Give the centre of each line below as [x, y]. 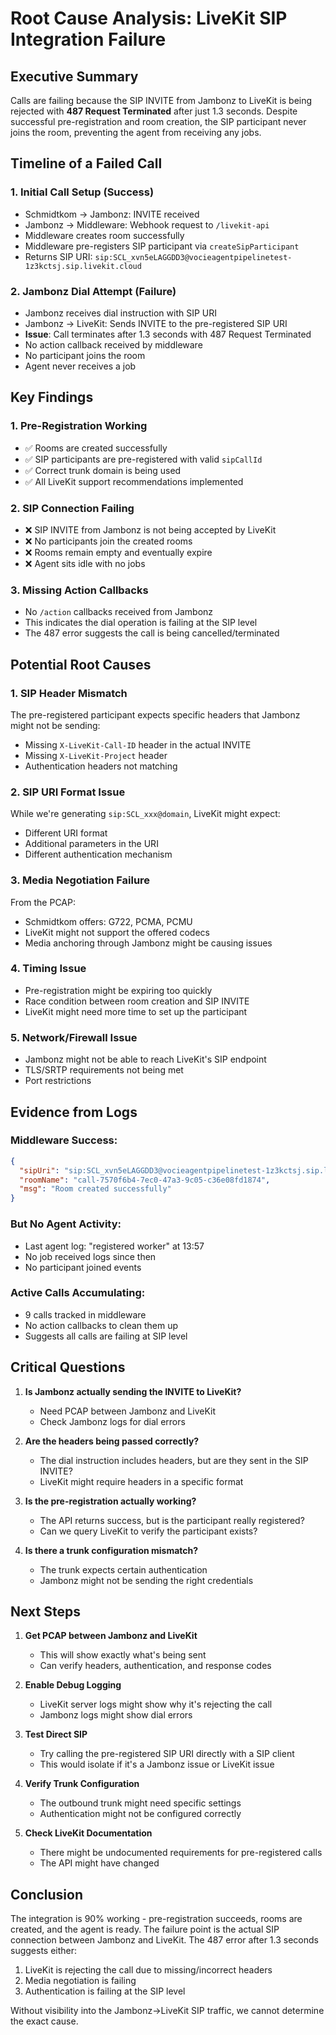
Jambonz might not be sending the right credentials [146, 1580]
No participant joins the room [85, 355]
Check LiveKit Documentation [88, 1833]
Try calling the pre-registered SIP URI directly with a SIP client [167, 1754]
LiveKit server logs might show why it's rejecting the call [156, 1704]
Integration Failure [88, 39]
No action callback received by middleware [113, 344]
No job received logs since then [90, 1256]
